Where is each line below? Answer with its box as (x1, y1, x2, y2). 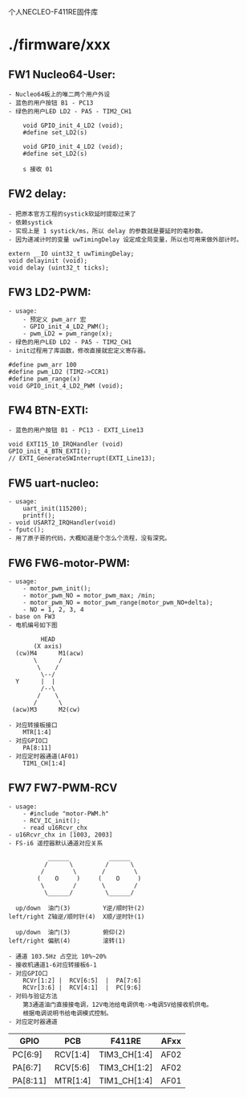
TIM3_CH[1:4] (99, 1049, 153, 1060)
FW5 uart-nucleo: (8, 476, 99, 490)
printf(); (22, 512, 56, 520)
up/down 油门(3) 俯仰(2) (15, 928, 126, 936)
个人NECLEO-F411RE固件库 (8, 7, 99, 16)
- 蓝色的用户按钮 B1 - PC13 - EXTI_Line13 (8, 426, 144, 434)
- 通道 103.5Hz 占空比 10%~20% (8, 952, 107, 960)
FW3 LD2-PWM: (8, 286, 91, 299)
